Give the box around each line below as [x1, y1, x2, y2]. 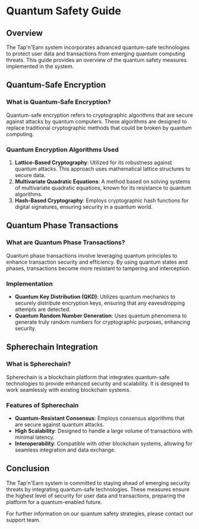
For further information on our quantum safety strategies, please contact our [6, 510, 194, 517]
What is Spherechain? [6, 360, 71, 368]
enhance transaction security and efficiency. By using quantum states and [6, 258, 188, 265]
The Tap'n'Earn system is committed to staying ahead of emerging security [6, 479, 191, 487]
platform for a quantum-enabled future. [6, 498, 103, 505]
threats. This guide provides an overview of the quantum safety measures [6, 57, 187, 63]
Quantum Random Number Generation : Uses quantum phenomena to [14, 312, 187, 319]
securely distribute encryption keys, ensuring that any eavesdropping [14, 299, 185, 307]
